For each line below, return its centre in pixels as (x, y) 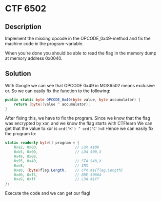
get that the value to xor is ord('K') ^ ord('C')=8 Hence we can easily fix (79, 128)
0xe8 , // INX (51, 165)
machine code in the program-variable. (44, 44)
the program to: (21, 134)
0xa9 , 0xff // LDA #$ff (56, 179)
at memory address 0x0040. (34, 58)
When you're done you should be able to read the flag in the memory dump (81, 53)
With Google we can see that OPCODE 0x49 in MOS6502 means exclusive (80, 85)
